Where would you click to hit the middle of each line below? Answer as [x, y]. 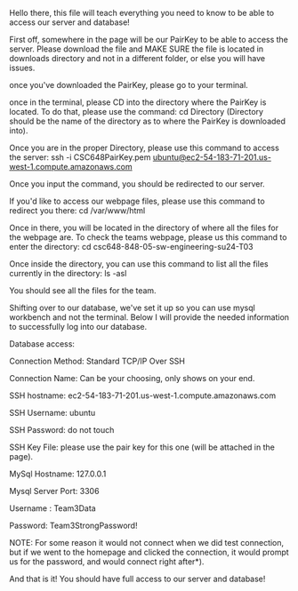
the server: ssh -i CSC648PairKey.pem [80, 157]
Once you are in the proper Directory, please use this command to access [145, 148]
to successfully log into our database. [78, 327]
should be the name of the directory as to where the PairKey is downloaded [148, 121]
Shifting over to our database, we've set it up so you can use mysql [132, 307]
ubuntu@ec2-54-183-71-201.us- [212, 157]
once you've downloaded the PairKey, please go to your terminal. [129, 85]
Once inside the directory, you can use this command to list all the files [139, 264]
